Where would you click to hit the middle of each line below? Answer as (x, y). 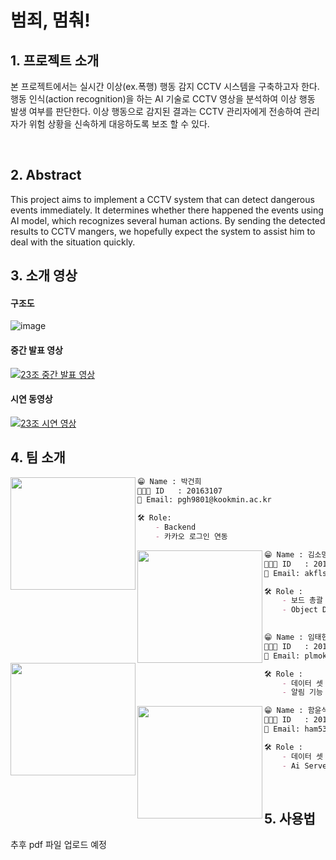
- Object (299, 610)
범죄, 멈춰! (50, 20)
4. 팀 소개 (38, 457)
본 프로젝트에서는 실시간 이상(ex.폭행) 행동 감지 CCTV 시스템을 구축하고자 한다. (165, 86)
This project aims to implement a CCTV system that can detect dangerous (162, 199)
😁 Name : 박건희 (169, 481)
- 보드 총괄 (302, 601)
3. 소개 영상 (44, 276)
